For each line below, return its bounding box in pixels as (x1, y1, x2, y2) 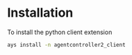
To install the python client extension (7, 28, 113, 36)
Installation (7, 5, 74, 21)
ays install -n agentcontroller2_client (7, 41, 126, 48)
